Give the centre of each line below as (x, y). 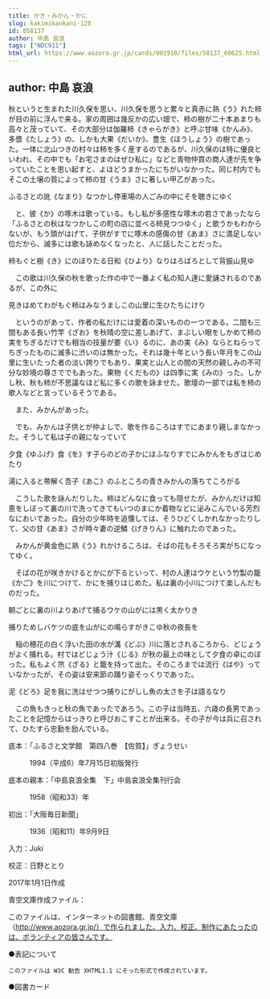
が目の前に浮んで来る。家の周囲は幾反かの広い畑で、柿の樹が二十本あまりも (135, 118)
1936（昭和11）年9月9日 (70, 831)
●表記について (33, 954)
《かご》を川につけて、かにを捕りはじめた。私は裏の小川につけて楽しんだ (131, 582)
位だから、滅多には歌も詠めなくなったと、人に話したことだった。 (117, 243)
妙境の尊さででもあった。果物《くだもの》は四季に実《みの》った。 (135, 372)
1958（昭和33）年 (59, 797)
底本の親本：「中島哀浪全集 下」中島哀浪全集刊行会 (94, 780)
